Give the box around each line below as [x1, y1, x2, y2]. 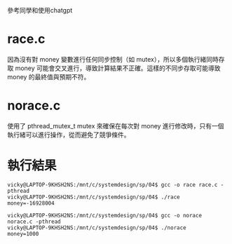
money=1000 [7, 230, 39, 237]
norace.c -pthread [7, 218, 61, 225]
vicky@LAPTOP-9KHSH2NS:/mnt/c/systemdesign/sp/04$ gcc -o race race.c [7, 181, 218, 188]
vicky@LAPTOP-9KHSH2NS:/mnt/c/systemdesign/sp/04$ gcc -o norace [7, 212, 202, 219]
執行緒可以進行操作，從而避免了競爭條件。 [7, 130, 130, 139]
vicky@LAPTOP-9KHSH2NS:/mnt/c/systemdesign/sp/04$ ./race [7, 194, 180, 201]
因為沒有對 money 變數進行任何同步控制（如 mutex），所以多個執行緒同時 [7, 55, 219, 63]
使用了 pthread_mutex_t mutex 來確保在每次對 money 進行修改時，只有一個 [7, 121, 224, 130]
